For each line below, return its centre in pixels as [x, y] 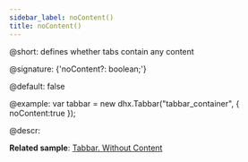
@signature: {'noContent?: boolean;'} [78, 69]
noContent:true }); [43, 113]
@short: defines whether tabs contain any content [102, 51]
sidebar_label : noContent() [62, 17]
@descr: [25, 130]
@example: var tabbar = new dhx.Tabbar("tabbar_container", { [124, 103]
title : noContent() [46, 26]
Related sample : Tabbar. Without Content [86, 148]
